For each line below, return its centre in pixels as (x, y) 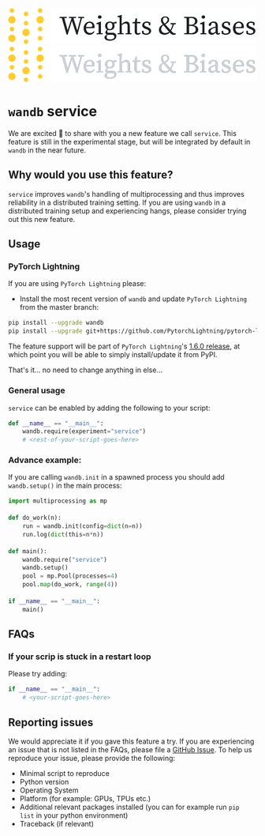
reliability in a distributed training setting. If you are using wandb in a (117, 202)
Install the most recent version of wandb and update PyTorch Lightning (133, 299)
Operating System (49, 790)
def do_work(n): (35, 518)
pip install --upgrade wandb (56, 323)
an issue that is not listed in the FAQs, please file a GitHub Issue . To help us (130, 749)
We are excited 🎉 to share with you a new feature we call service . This (122, 133)
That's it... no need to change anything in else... (86, 370)
